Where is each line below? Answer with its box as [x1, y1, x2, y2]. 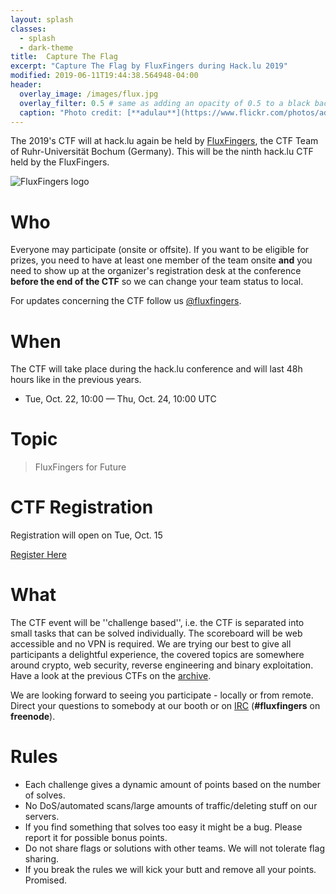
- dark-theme [19, 42, 74, 53]
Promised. [24, 874, 67, 886]
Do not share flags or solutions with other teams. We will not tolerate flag [24, 842, 325, 854]
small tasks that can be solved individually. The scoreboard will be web [10, 627, 303, 640]
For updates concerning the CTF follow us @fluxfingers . [10, 295, 242, 307]
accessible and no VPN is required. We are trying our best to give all [10, 638, 292, 650]
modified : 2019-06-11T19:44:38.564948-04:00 [10, 71, 199, 81]
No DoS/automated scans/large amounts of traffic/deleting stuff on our [24, 800, 318, 811]
